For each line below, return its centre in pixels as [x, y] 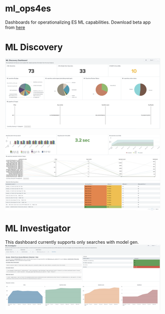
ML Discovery [34, 47]
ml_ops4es [28, 9]
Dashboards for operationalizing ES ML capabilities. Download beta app [78, 22]
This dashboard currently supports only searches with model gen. [72, 242]
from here [15, 27]
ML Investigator [38, 228]
